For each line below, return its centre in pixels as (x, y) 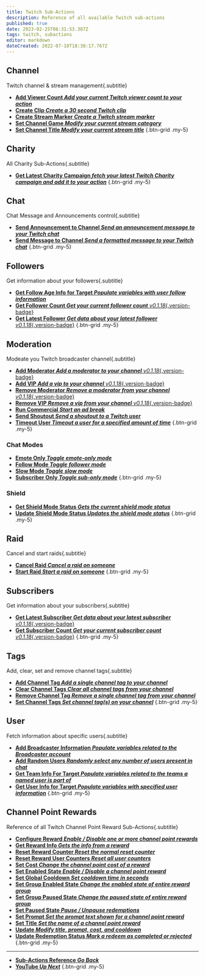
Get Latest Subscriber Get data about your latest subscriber (93, 617)
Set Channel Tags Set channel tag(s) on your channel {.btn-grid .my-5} (106, 701)
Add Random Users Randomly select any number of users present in (104, 761)
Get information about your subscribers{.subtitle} (68, 606)
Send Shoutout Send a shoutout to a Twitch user (78, 416)
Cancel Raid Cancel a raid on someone (65, 565)
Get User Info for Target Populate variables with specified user (96, 786)
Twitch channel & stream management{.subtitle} (67, 85)
